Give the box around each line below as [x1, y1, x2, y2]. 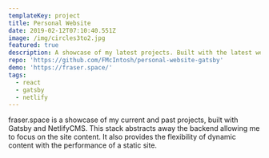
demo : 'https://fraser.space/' [8, 64, 113, 72]
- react [15, 78, 42, 86]
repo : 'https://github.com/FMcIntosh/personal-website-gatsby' [8, 57, 224, 65]
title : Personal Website [8, 19, 91, 27]
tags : [8, 71, 26, 79]
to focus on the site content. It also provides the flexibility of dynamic [8, 132, 236, 142]
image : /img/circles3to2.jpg [8, 34, 106, 42]
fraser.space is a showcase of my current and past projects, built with [8, 115, 239, 124]
